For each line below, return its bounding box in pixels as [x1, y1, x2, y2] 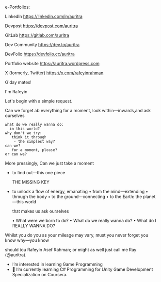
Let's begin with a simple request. [5, 98, 73, 104]
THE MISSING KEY [12, 179, 49, 185]
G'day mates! [5, 80, 32, 85]
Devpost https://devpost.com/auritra [5, 23, 78, 29]
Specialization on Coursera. [12, 272, 68, 277]
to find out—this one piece [12, 170, 65, 175]
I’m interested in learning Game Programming [12, 262, 103, 267]
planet [143, 194, 156, 199]
